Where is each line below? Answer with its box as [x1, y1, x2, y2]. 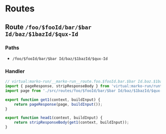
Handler [5, 67, 25, 74]
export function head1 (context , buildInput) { [5, 115, 103, 121]
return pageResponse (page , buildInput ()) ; [14, 102, 103, 107]
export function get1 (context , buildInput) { [5, 97, 100, 102]
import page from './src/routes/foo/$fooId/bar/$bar [5, 88, 116, 93]
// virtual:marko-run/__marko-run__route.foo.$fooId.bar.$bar [5, 79, 136, 84]
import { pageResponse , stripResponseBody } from [5, 84, 110, 89]
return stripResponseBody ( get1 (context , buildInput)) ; [14, 120, 129, 125]
